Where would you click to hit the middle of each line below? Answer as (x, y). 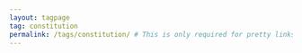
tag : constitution (44, 26)
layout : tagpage (40, 18)
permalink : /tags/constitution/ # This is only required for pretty (140, 34)
